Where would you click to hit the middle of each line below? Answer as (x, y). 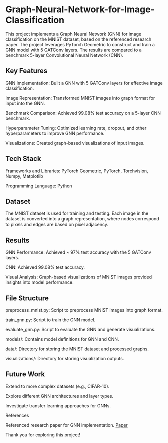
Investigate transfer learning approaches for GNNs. (58, 406)
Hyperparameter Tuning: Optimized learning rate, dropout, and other (76, 128)
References (17, 415)
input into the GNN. (25, 103)
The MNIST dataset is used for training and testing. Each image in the (77, 213)
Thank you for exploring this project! (43, 435)
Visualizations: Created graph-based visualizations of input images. (75, 143)
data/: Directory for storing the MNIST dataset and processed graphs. (77, 349)
